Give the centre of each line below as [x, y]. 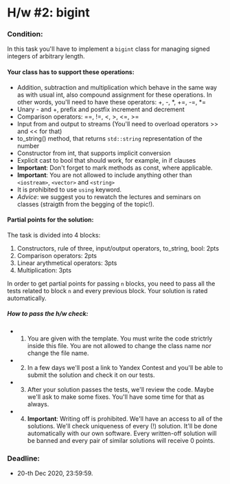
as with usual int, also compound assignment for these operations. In [114, 95]
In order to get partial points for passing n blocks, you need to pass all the [111, 284]
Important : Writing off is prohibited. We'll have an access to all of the [125, 418]
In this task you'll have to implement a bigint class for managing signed [109, 49]
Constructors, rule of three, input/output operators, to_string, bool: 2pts [118, 248]
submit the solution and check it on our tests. [91, 375]
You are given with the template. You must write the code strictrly [120, 338]
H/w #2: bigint [49, 13]
